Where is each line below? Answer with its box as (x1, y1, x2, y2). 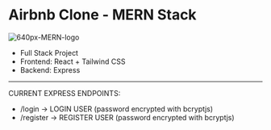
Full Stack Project (19, 48, 79, 57)
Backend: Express (19, 65, 81, 74)
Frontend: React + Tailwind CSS (19, 57, 126, 66)
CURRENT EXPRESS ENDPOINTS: (8, 88, 121, 98)
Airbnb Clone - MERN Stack (8, 6, 197, 24)
